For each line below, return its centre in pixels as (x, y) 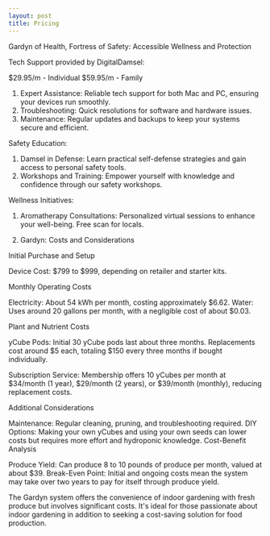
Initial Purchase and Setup (52, 256)
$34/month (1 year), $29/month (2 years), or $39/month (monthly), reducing (135, 383)
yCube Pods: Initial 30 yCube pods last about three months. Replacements (132, 342)
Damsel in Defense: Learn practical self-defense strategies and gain (133, 159)
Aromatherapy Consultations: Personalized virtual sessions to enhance (137, 215)
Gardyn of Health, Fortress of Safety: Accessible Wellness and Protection (130, 46)
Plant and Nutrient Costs (49, 326)
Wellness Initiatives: (41, 200)
